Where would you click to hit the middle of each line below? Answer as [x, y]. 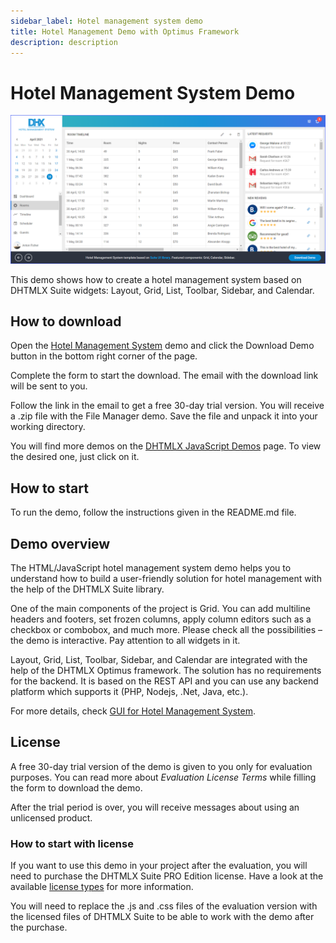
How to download [66, 321]
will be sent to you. [49, 386]
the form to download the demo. [76, 787]
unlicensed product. [51, 817]
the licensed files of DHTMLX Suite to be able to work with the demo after [162, 917]
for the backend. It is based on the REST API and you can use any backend [164, 681]
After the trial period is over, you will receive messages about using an [155, 807]
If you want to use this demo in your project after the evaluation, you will [159, 866]
